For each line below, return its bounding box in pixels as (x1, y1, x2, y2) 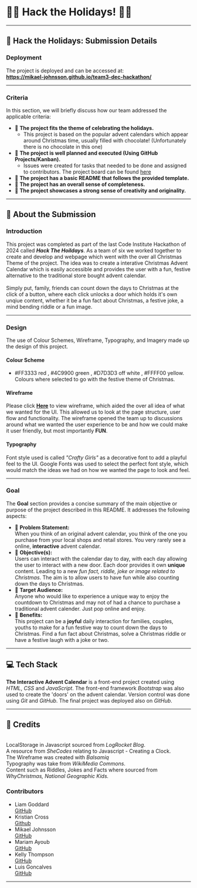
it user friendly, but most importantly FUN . (6, 427, 108, 434)
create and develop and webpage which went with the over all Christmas (6, 253, 182, 260)
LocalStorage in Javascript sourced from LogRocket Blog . (6, 741, 145, 749)
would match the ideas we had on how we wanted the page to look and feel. (6, 466, 191, 473)
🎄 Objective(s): (14, 548, 53, 556)
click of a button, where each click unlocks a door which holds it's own (6, 291, 178, 298)
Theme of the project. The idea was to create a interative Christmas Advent (6, 259, 188, 267)
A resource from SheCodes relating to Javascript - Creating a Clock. (6, 747, 171, 755)
